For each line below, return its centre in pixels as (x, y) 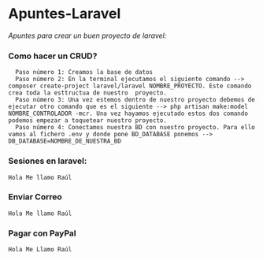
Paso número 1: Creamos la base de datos (84, 72)
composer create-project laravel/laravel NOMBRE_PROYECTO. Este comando (130, 86)
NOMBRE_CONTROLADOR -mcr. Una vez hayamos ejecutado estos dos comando (128, 114)
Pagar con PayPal (42, 233)
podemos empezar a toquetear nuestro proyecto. (88, 121)
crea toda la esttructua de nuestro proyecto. (88, 93)
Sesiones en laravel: (48, 161)
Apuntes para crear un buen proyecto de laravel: (87, 35)
